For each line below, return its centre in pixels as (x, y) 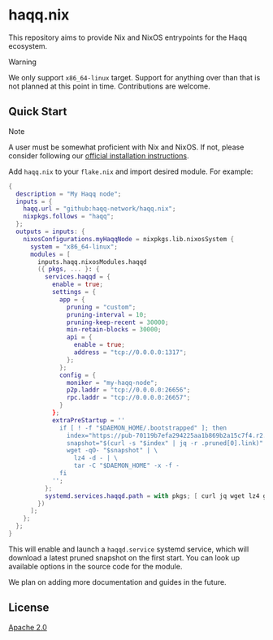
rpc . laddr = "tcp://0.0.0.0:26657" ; (128, 398)
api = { (79, 337)
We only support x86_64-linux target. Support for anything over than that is (134, 77)
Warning (22, 62)
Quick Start (38, 112)
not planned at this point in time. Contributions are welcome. (109, 86)
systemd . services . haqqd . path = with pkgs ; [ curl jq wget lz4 (152, 496)
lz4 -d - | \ (95, 458)
